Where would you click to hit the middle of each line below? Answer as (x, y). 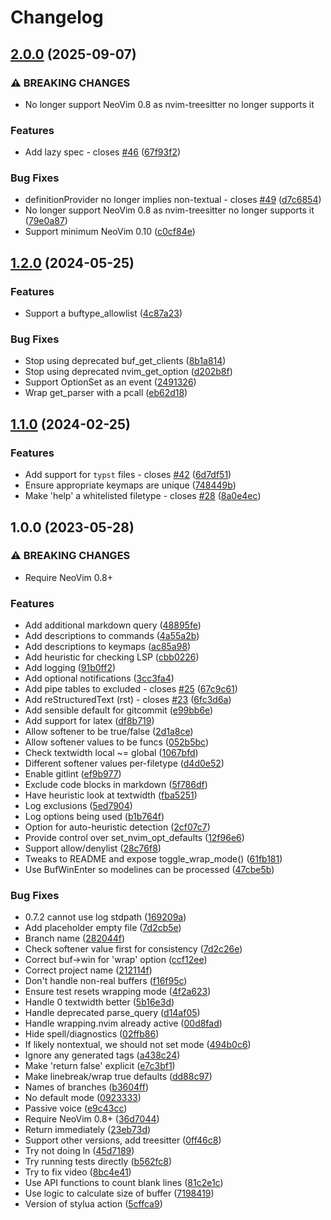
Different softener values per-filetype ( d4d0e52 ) (124, 763)
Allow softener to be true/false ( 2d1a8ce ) (109, 732)
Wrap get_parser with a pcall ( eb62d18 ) (106, 393)
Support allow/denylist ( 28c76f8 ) (93, 848)
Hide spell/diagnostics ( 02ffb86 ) (92, 1034)
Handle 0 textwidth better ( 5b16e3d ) (99, 1002)
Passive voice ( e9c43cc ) (76, 1108)
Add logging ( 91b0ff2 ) (70, 668)
